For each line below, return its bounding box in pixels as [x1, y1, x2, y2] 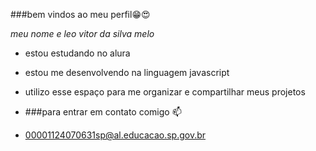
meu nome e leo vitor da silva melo [10, 28, 155, 39]
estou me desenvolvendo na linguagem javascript [24, 67, 230, 78]
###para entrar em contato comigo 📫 [24, 106, 182, 118]
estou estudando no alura [24, 47, 131, 59]
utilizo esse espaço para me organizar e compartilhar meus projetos [24, 86, 306, 98]
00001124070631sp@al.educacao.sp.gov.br [24, 129, 207, 141]
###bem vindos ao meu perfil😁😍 [10, 9, 151, 20]
